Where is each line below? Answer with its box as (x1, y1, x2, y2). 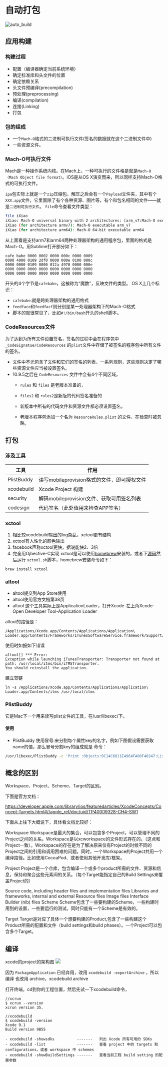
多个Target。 (9, 928, 36, 934)
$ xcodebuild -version (5, 1018, 52, 1023)
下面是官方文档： (5, 793, 40, 799)
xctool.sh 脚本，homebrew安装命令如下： (26, 557, 113, 563)
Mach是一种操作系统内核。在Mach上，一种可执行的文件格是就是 (5, 168, 138, 174)
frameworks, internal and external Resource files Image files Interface (5, 893, 149, 899)
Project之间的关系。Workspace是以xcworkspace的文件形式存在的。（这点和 (5, 836, 161, 842)
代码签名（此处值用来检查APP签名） (38, 504, 124, 511)
